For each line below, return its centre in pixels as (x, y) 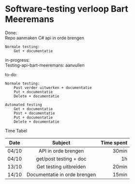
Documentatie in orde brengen (61, 174)
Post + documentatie (34, 113)
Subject (61, 143)
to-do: (11, 74)
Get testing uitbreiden (61, 167)
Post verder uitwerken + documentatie (53, 88)
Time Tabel (16, 131)
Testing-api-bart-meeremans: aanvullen (45, 65)
